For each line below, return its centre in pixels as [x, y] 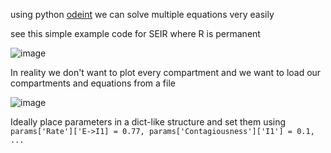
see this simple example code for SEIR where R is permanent [135, 33]
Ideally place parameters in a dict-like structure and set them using [148, 122]
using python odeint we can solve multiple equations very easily [142, 14]
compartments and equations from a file [93, 83]
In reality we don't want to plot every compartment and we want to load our [166, 72]
